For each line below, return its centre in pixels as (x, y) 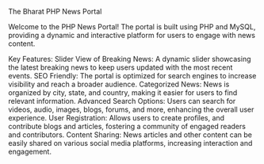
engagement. (30, 151)
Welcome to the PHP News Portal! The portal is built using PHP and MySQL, (132, 27)
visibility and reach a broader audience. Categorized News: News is (119, 84)
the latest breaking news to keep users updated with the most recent (121, 67)
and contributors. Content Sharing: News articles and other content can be (130, 135)
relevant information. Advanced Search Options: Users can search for (122, 101)
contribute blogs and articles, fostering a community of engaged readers (127, 126)
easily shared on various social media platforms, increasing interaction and (130, 143)
